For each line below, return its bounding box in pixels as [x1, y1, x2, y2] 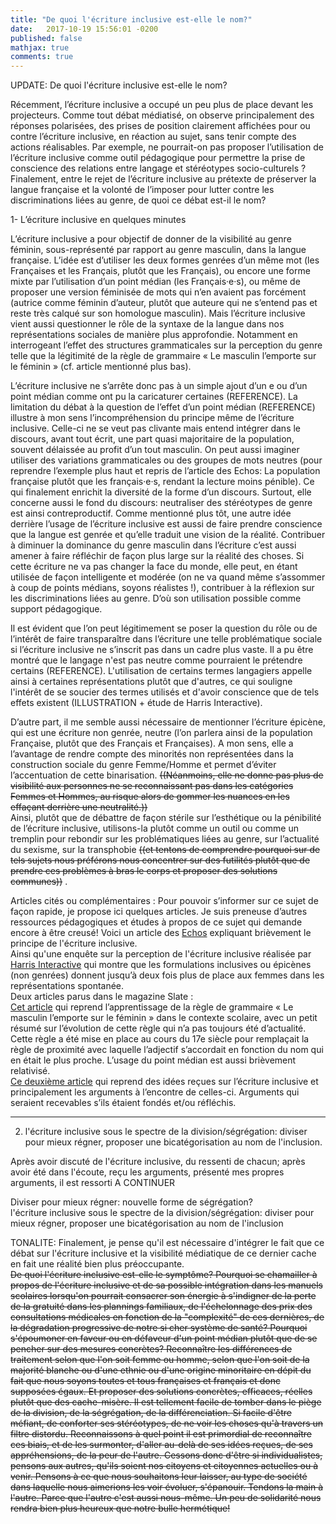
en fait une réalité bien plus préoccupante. [10, 1258, 185, 1270]
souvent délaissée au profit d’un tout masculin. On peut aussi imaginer [10, 444, 300, 456]
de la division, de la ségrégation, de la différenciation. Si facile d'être [10, 1407, 292, 1419]
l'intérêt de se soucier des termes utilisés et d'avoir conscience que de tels [10, 686, 320, 698]
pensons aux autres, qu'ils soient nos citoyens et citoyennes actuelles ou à [10, 1460, 319, 1472]
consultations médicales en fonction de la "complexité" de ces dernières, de [10, 1311, 325, 1323]
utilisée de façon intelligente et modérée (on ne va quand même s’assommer [10, 571, 326, 583]
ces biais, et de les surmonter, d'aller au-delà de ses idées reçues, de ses [10, 1439, 313, 1451]
